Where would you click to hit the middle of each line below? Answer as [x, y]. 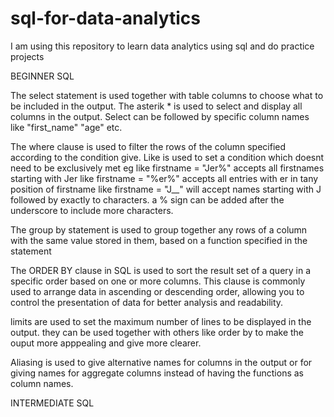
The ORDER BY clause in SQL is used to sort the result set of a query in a [161, 270]
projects [27, 56]
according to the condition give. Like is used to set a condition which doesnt [167, 157]
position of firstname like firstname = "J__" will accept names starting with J [166, 189]
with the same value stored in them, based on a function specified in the [159, 240]
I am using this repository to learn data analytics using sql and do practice [162, 46]
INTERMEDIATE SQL [52, 403]
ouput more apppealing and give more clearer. [106, 343]
